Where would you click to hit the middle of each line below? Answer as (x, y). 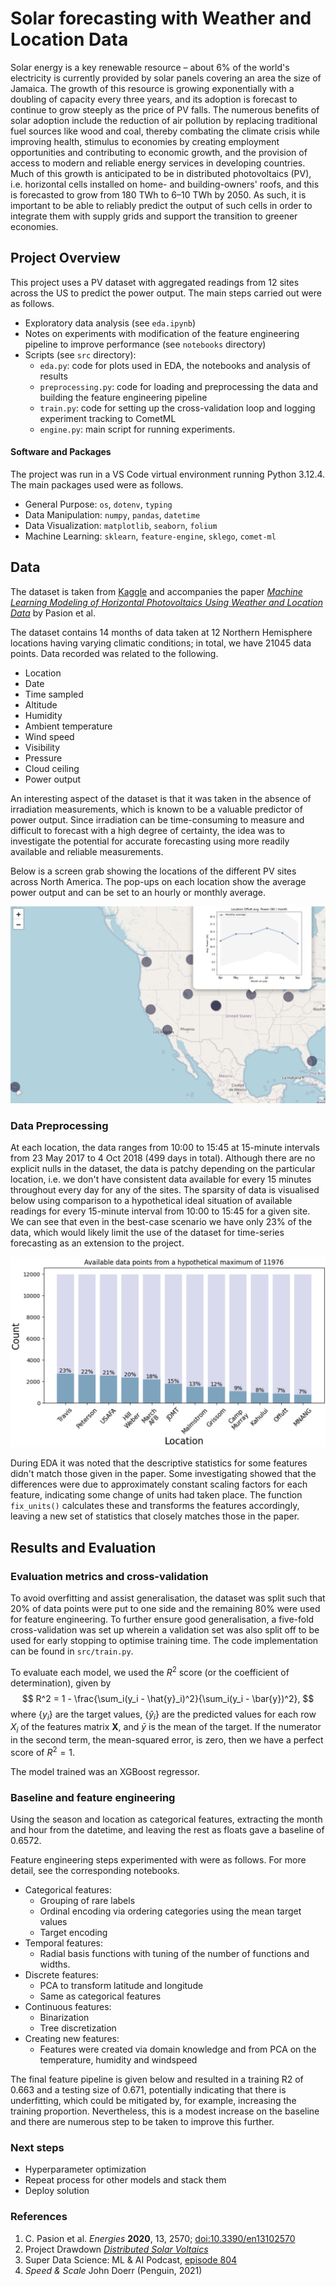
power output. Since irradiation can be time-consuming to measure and (157, 819)
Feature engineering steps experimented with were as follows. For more (158, 1860)
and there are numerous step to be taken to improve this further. (142, 2122)
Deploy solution (57, 2191)
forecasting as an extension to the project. (97, 1243)
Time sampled (54, 694)
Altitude (41, 704)
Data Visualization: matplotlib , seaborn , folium (121, 525)
